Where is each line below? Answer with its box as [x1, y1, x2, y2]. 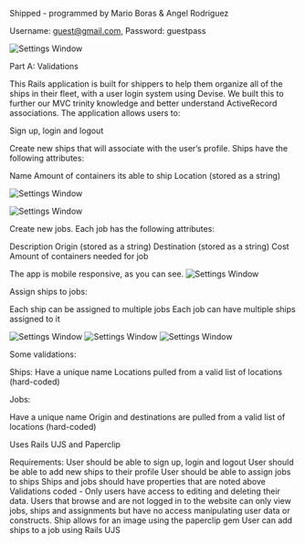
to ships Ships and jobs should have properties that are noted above [9, 476, 267, 486]
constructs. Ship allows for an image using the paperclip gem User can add [9, 515, 293, 526]
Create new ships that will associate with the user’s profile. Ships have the [9, 143, 289, 153]
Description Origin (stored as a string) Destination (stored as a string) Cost [9, 241, 289, 252]
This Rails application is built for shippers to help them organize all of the [9, 78, 283, 89]
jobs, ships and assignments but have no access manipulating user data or [9, 506, 290, 516]
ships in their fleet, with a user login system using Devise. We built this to [9, 89, 285, 99]
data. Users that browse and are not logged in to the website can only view [9, 496, 292, 506]
